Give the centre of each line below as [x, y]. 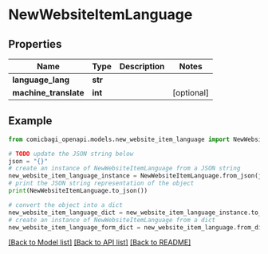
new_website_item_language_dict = [66, 213]
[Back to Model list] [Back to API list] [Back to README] [100, 242]
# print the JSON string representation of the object [101, 184]
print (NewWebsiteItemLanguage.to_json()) [78, 191]
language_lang [41, 80]
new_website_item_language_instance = [73, 176]
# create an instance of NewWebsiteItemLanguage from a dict [112, 220]
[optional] [191, 93]
